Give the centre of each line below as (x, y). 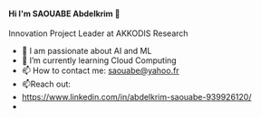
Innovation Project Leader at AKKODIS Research (98, 33)
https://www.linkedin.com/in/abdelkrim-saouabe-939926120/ (136, 97)
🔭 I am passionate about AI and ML (87, 51)
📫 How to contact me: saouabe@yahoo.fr (100, 71)
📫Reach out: (46, 84)
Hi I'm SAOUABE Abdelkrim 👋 (64, 14)
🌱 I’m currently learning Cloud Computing (99, 60)
